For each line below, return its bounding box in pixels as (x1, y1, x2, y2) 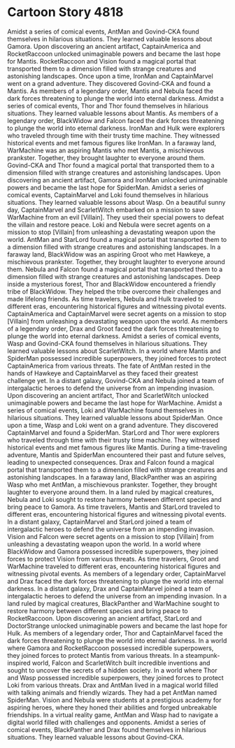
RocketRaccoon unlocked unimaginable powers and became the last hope (7, 50, 221, 58)
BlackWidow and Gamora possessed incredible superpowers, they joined (7, 547, 218, 556)
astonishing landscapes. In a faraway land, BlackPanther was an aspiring (7, 473, 217, 481)
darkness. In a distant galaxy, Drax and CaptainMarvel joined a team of (7, 584, 211, 593)
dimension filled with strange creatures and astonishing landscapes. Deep (7, 272, 221, 280)
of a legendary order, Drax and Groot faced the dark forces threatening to (7, 324, 220, 333)
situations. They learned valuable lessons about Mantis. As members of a (7, 109, 219, 117)
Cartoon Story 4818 (7, 4, 124, 20)
